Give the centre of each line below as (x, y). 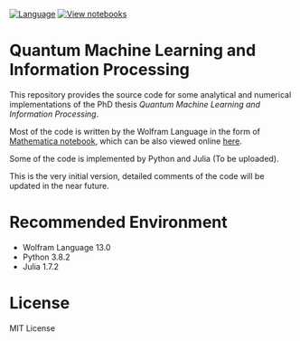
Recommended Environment (118, 223)
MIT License (33, 328)
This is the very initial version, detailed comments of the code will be (137, 175)
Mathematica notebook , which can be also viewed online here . (126, 141)
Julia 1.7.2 (40, 266)
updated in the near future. (60, 185)
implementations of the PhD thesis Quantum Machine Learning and (135, 104)
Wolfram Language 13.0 (66, 247)
